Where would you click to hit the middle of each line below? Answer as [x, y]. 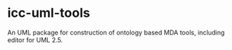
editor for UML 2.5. [35, 39]
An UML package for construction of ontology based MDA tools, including [116, 32]
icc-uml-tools [49, 13]
